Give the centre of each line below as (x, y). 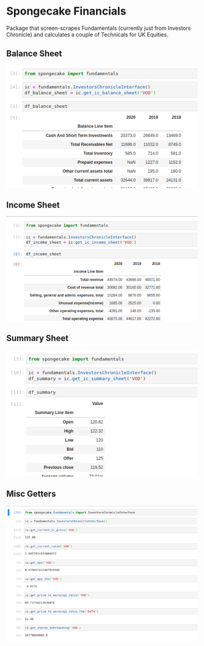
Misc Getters (31, 493)
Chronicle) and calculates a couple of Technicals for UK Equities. (87, 34)
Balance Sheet (34, 54)
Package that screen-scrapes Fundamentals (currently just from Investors (99, 28)
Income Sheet (33, 205)
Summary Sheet (37, 338)
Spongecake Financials (66, 11)
